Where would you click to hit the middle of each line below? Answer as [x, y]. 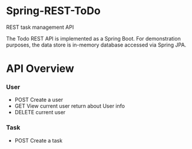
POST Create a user [39, 100]
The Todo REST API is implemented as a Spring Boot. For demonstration [93, 38]
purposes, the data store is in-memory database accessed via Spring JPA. [96, 45]
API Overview [40, 69]
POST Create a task [39, 140]
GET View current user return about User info [70, 106]
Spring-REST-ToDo [54, 11]
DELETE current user [40, 112]
